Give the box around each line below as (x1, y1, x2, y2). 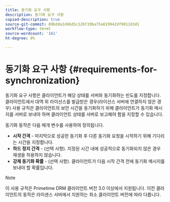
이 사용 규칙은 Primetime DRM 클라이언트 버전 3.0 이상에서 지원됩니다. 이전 (5, 185, 155, 191)
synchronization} (5, 75, 80, 86)
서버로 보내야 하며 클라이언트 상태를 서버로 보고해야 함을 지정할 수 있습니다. (14, 111, 164, 117)
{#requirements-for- (69, 64, 157, 75)
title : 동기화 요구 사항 (5, 7, 51, 13)
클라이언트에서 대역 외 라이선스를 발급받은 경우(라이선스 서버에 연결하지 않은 (5, 98, 156, 105)
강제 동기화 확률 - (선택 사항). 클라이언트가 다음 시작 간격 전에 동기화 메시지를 (12, 158, 165, 164)
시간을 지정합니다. (18, 139, 54, 145)
